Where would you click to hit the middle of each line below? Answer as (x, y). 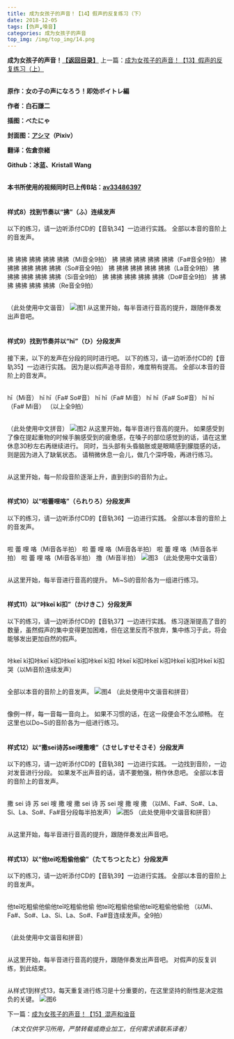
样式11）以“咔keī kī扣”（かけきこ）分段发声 (70, 604)
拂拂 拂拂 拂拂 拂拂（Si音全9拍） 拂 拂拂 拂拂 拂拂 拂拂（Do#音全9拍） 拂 (113, 277)
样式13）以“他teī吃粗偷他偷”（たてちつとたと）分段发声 (88, 859)
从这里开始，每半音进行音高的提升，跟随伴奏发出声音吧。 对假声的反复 (109, 960)
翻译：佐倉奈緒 (29, 150)
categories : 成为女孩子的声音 (47, 33)
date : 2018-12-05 (32, 20)
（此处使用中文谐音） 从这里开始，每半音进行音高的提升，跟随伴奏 (111, 308)
